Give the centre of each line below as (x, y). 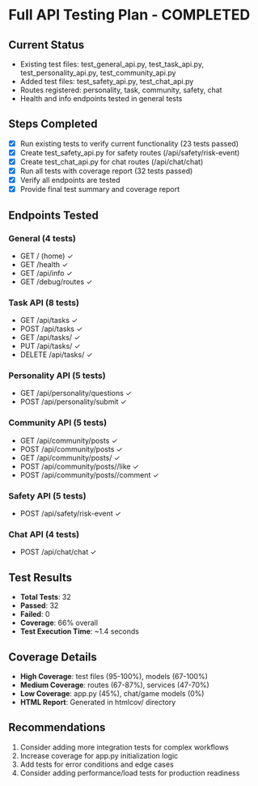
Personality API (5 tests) (57, 376)
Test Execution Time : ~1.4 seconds (80, 631)
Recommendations (57, 727)
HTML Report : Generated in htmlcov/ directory (98, 702)
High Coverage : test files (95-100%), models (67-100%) (114, 676)
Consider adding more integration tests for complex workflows (124, 747)
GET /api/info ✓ (46, 273)
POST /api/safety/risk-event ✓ (70, 514)
